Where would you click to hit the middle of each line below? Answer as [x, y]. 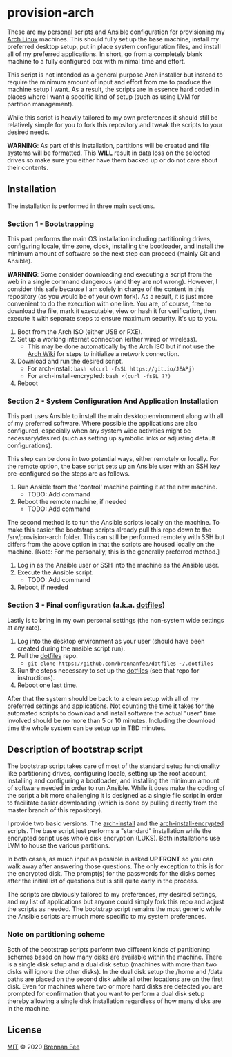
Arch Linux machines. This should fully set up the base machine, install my [113, 39]
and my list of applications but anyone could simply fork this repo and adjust [116, 902]
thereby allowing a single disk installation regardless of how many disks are [114, 1001]
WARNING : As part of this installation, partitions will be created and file [108, 145]
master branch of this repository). [55, 810]
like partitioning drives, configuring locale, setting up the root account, [107, 774]
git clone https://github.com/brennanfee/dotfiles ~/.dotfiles [120, 664]
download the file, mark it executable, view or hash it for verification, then [112, 311]
